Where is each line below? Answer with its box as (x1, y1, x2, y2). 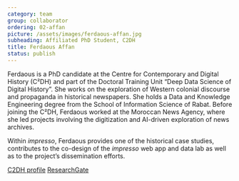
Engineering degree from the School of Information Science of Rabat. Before (7, 100, 233, 108)
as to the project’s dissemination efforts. (7, 151, 126, 160)
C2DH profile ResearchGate (7, 165, 89, 174)
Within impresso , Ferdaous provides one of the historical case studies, (7, 136, 215, 145)
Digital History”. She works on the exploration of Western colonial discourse (7, 85, 230, 93)
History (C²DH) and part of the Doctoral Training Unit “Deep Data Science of (7, 77, 232, 86)
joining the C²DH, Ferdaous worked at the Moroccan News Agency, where (7, 108, 225, 116)
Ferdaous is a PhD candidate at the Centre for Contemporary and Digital (7, 69, 219, 78)
